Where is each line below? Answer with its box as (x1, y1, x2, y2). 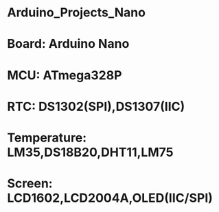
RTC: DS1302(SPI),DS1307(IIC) (7, 98, 185, 114)
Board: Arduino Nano (7, 36, 130, 52)
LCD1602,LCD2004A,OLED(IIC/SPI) (7, 190, 213, 206)
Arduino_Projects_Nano (7, 5, 146, 21)
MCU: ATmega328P (7, 67, 122, 83)
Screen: (7, 176, 53, 191)
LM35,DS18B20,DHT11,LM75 (7, 144, 174, 160)
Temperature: (7, 130, 87, 145)
